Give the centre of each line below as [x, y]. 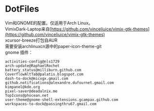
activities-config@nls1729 [32, 62]
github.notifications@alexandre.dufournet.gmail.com [60, 83]
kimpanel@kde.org [23, 87]
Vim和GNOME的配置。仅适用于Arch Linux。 [49, 23]
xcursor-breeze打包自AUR [31, 40]
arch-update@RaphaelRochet [32, 66]
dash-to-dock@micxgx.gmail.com [37, 79]
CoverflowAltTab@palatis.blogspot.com [44, 74]
